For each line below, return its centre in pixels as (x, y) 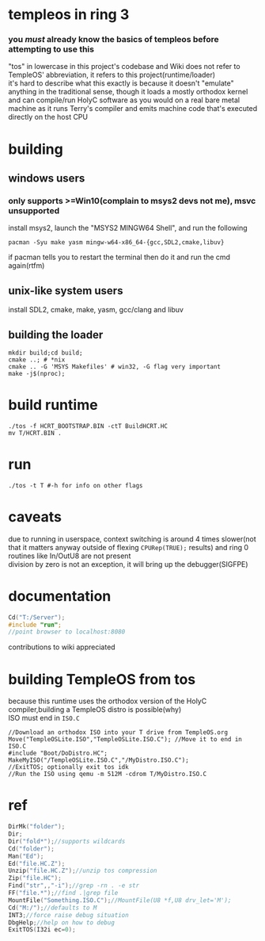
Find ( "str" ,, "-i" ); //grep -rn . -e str (74, 886)
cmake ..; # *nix (37, 360)
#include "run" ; (35, 625)
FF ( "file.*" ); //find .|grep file (63, 893)
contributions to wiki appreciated (62, 647)
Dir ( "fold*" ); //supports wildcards (67, 841)
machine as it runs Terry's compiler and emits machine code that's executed (133, 109)
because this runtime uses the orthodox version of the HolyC (108, 701)
